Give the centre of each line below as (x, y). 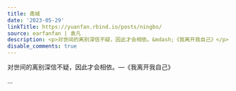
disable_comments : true (42, 46)
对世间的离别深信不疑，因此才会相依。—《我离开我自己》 (91, 67)
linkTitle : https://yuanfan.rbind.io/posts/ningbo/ (85, 27)
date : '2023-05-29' (36, 20)
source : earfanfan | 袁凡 (44, 33)
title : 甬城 (24, 14)
